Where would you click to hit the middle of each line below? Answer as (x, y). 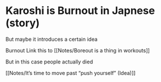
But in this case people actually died (49, 62)
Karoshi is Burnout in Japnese (80, 11)
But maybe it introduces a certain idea (52, 39)
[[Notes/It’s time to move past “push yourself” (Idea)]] (71, 73)
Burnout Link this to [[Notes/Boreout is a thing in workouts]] (78, 50)
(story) (23, 23)
